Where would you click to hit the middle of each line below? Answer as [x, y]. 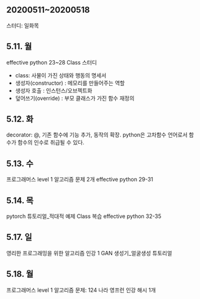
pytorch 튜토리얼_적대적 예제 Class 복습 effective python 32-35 [84, 216]
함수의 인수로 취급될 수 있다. [51, 142]
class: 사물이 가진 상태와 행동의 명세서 [61, 75]
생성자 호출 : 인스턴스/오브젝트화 [54, 90]
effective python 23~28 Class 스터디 [52, 62]
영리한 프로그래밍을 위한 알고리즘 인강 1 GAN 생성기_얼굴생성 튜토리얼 [89, 253]
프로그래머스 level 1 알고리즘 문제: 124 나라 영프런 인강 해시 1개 [81, 290]
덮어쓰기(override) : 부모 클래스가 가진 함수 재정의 [75, 98]
